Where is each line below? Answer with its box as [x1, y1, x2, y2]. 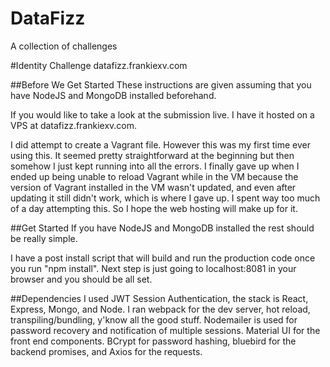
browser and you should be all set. [10, 273, 153, 285]
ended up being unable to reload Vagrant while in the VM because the [10, 170, 299, 182]
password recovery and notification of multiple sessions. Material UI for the [10, 324, 321, 336]
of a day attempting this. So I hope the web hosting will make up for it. [10, 202, 298, 214]
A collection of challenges [10, 40, 118, 52]
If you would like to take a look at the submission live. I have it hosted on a [10, 108, 315, 121]
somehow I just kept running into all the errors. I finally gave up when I [10, 160, 300, 172]
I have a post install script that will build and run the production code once [10, 252, 316, 264]
